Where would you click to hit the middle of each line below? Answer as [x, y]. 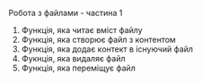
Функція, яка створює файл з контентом [98, 40]
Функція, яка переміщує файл [78, 68]
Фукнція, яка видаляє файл [74, 58]
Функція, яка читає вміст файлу [82, 30]
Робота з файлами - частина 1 [66, 13]
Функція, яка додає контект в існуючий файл [107, 49]
